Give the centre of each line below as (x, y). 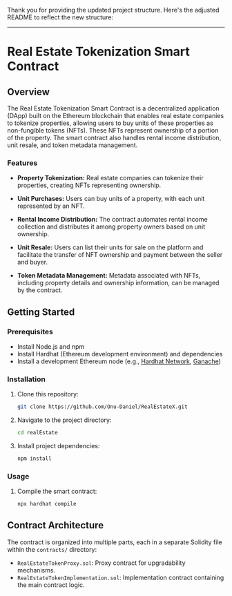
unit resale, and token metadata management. (72, 145)
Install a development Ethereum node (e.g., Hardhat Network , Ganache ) (119, 361)
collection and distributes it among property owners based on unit (111, 227)
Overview (29, 92)
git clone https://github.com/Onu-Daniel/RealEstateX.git (102, 407)
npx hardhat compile (47, 504)
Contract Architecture (56, 525)
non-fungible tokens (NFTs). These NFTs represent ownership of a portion (113, 130)
